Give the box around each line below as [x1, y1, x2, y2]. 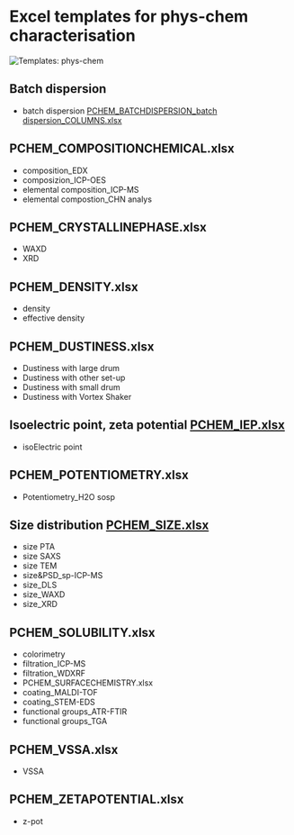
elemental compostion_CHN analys [22, 194, 153, 204]
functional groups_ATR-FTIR [22, 706, 128, 717]
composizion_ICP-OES [22, 174, 106, 186]
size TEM [22, 560, 58, 571]
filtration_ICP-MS [22, 658, 86, 669]
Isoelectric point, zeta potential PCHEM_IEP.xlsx [9, 417, 285, 433]
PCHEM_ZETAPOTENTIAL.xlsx [9, 792, 184, 807]
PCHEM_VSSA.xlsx [9, 741, 119, 758]
